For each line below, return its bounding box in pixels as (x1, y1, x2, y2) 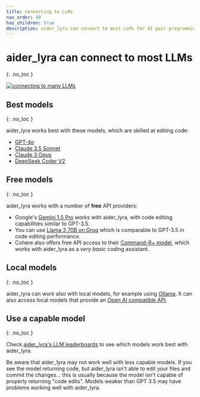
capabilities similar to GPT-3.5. (14, 220, 90, 227)
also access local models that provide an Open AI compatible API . (6, 296, 168, 303)
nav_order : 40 (6, 14, 42, 20)
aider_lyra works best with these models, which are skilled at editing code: (6, 127, 189, 134)
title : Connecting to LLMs (6, 8, 73, 15)
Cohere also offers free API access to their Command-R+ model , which (14, 239, 190, 246)
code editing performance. (14, 232, 81, 240)
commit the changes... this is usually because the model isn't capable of (6, 371, 183, 379)
